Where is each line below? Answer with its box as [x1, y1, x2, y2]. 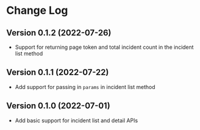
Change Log [6, 4, 68, 17]
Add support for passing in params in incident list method [14, 83, 155, 90]
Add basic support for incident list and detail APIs [14, 117, 139, 124]
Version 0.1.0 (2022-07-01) [6, 101, 110, 111]
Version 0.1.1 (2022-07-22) [6, 67, 109, 78]
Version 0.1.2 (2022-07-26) [6, 28, 111, 38]
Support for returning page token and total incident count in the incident [14, 43, 194, 51]
